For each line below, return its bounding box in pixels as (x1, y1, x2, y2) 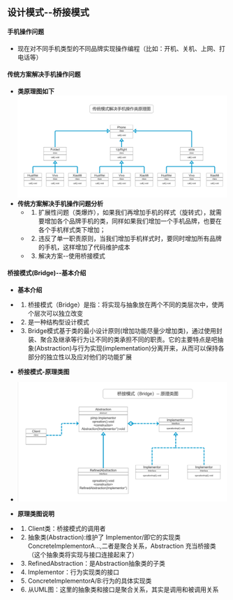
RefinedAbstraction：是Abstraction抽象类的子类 (27, 560, 166, 568)
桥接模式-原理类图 (17, 367, 70, 376)
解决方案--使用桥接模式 (38, 252, 106, 260)
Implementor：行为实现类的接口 (27, 568, 120, 576)
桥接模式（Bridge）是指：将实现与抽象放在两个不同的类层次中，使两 (27, 300, 225, 309)
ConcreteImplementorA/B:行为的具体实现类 (27, 577, 152, 585)
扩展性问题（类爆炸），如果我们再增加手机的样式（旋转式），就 (38, 208, 216, 216)
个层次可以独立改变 (27, 309, 84, 317)
